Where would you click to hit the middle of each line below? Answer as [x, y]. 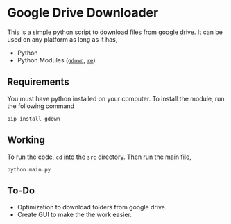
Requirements [38, 82]
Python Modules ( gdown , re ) [56, 60]
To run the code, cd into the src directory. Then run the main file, [100, 157]
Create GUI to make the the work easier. [74, 215]
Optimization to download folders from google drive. [92, 207]
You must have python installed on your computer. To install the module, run [116, 98]
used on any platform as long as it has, [62, 39]
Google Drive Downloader [83, 13]
